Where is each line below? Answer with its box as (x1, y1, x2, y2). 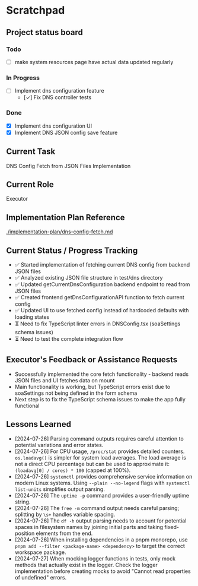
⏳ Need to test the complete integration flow (14, 335, 123, 342)
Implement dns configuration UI (14, 122, 92, 129)
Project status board (6, 27, 83, 37)
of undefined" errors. (14, 574, 67, 581)
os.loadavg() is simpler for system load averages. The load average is (14, 454, 187, 461)
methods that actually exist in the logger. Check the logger (14, 561, 158, 568)
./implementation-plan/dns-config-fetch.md (6, 228, 113, 235)
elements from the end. (36, 530, 93, 537)
